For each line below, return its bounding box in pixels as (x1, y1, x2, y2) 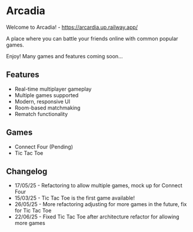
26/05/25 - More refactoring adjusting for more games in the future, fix (14, 201, 187, 208)
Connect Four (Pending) (14, 143, 74, 150)
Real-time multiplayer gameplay (14, 85, 92, 92)
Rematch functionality (14, 110, 68, 117)
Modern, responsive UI (14, 98, 71, 105)
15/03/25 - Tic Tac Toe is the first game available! (14, 194, 135, 201)
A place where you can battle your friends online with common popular (6, 35, 178, 42)
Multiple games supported (14, 91, 79, 98)
